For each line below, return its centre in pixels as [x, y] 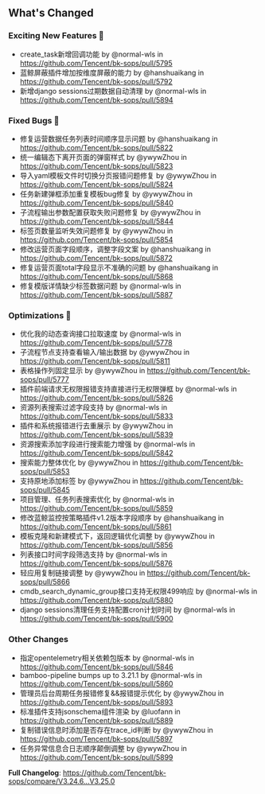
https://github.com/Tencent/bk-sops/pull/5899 [96, 757]
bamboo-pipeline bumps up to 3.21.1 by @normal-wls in [111, 675]
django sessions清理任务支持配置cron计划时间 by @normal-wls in [127, 610]
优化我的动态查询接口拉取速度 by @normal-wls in [100, 334]
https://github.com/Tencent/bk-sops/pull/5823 [96, 165]
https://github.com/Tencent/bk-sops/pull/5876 [96, 563]
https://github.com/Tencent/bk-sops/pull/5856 [96, 545]
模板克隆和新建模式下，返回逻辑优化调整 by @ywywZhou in [117, 536]
